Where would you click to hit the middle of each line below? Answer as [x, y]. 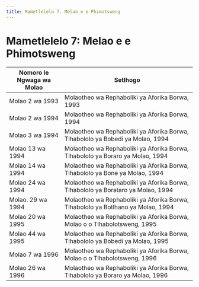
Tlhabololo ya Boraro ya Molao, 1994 [116, 156]
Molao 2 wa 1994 [34, 118]
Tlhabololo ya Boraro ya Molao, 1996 [116, 275]
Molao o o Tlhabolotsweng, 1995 [110, 224]
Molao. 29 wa [28, 199]
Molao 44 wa [27, 234]
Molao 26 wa [27, 267]
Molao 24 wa [27, 183]
